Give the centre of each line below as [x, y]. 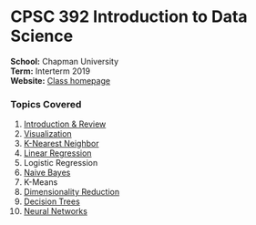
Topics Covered [46, 104]
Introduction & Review [65, 124]
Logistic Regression [61, 163]
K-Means [41, 182]
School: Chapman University [65, 61]
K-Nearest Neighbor [61, 144]
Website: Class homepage [61, 80]
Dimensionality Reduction [72, 192]
